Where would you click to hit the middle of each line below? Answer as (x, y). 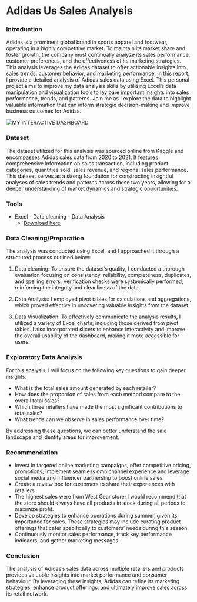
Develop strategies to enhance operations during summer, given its (96, 515)
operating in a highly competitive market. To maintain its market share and (96, 48)
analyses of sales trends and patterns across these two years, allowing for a (98, 182)
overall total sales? (37, 401)
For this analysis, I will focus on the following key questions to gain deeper (96, 370)
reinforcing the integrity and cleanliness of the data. (77, 288)
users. (22, 342)
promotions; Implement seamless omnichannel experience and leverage (102, 471)
